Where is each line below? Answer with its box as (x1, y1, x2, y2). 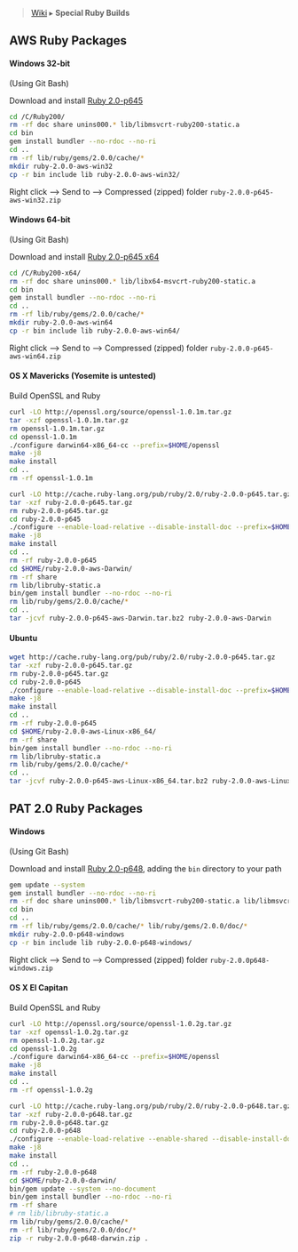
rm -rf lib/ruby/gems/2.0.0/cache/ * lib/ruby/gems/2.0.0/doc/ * (9, 922, 248, 931)
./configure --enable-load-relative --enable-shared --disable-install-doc (9, 1135, 295, 1144)
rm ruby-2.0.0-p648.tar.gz (9, 1118, 109, 1128)
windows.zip (9, 964, 53, 973)
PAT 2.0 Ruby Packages (9, 801, 144, 816)
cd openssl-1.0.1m (9, 432, 77, 441)
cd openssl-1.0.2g (9, 1044, 77, 1053)
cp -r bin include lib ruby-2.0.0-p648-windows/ (9, 938, 192, 947)
